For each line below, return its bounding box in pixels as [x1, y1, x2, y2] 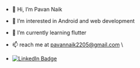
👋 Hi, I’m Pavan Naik [11, 6, 62, 13]
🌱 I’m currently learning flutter [11, 29, 87, 36]
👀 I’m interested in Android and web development [11, 17, 135, 24]
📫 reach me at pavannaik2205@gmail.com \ [11, 41, 124, 48]
